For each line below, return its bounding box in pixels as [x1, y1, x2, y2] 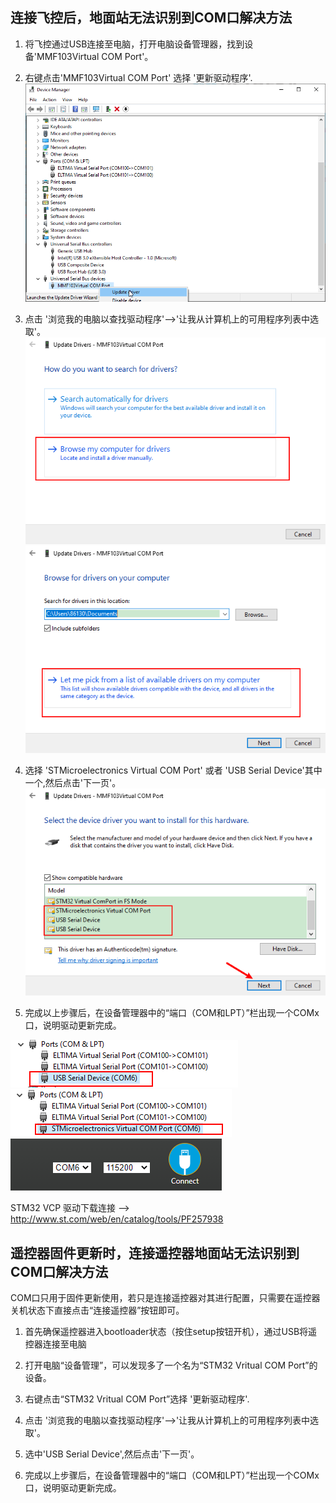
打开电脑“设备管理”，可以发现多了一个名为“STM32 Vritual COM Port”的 [24, 1359, 318, 1372]
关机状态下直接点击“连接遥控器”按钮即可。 [10, 1304, 185, 1317]
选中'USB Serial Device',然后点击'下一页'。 [24, 1448, 200, 1460]
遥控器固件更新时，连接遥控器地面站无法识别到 [10, 1244, 300, 1262]
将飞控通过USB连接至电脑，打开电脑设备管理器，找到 [24, 38, 245, 50]
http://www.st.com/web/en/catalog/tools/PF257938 [10, 1213, 224, 1225]
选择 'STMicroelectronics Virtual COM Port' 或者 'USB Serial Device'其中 [24, 764, 323, 777]
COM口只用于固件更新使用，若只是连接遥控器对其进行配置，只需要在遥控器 [10, 1292, 321, 1304]
